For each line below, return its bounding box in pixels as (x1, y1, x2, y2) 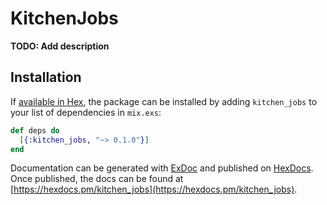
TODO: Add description (10, 40, 110, 52)
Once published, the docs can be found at (10, 173, 184, 185)
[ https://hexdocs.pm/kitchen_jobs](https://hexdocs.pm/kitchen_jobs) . (10, 183, 298, 196)
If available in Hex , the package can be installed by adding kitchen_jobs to (10, 95, 318, 107)
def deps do (10, 125, 60, 136)
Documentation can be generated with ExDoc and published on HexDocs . (10, 162, 314, 174)
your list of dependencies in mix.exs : (10, 106, 162, 118)
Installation (10, 69, 82, 86)
